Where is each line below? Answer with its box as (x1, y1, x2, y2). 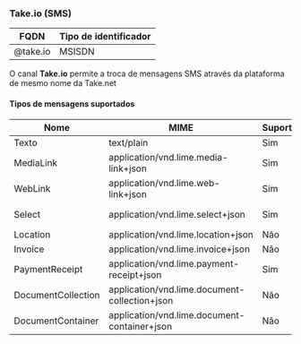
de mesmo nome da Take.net (9, 78, 116, 89)
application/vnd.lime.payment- (108, 257, 239, 270)
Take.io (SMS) (9, 7, 72, 20)
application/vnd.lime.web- (108, 176, 221, 189)
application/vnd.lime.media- (108, 150, 228, 163)
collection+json (108, 294, 174, 306)
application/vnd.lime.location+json (108, 228, 254, 240)
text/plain (108, 136, 149, 149)
